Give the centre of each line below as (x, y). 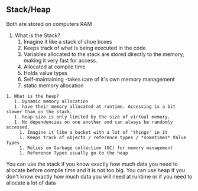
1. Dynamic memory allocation (51, 101)
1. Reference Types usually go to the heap (74, 153)
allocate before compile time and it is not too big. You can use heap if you (95, 170)
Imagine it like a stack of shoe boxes (68, 41)
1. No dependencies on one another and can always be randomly (93, 122)
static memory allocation (53, 85)
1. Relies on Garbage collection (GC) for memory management (96, 148)
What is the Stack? (38, 35)
